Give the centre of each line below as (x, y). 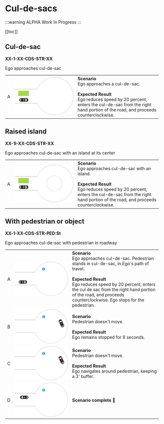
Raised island (26, 132)
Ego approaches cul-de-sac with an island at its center (60, 153)
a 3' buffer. (83, 377)
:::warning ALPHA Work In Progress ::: (43, 22)
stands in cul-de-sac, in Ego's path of (111, 263)
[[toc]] (11, 31)
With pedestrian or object (45, 221)
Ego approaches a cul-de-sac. (109, 84)
